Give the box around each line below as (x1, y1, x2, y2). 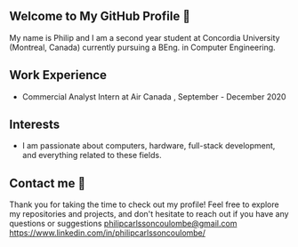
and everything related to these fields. (21, 150, 162, 161)
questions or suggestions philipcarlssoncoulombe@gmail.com (9, 219, 238, 229)
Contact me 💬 (9, 175, 86, 191)
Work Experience (9, 68, 108, 83)
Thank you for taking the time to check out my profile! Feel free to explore (9, 199, 279, 210)
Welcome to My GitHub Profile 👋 (9, 9, 191, 24)
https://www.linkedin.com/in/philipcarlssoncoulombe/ (9, 227, 206, 238)
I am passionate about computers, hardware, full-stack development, (21, 140, 276, 151)
